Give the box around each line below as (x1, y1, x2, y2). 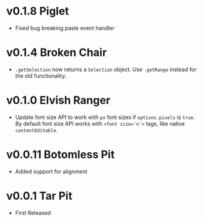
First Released (15, 209, 52, 216)
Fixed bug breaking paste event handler (15, 24, 115, 32)
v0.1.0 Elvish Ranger (6, 93, 111, 107)
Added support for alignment (15, 168, 88, 175)
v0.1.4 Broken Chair (6, 46, 107, 59)
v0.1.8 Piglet (6, 4, 70, 18)
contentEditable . (15, 126, 58, 134)
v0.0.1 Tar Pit (6, 189, 73, 203)
